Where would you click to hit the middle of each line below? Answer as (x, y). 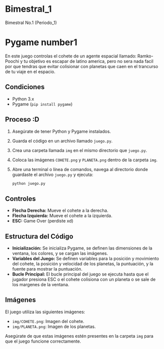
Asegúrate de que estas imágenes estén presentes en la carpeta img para (79, 336)
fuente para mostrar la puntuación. (47, 269)
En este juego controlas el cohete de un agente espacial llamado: (71, 56)
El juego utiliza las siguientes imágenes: (45, 312)
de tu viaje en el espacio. (30, 72)
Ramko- (145, 56)
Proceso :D (22, 119)
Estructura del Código (39, 236)
